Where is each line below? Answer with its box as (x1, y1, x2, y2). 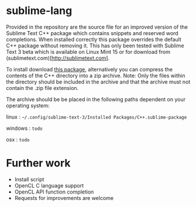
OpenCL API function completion (14, 188, 94, 195)
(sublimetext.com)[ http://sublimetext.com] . (6, 54, 110, 61)
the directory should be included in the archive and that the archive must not (6, 78, 191, 85)
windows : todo (6, 125, 43, 132)
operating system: (6, 102, 50, 109)
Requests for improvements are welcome (14, 194, 114, 201)
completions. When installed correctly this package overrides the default (6, 36, 181, 43)
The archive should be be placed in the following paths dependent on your (6, 95, 186, 103)
